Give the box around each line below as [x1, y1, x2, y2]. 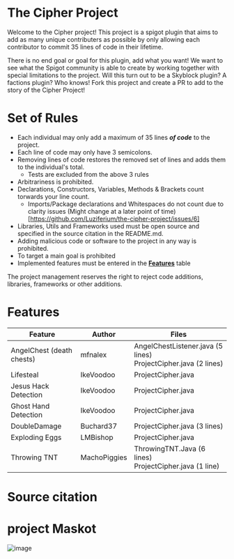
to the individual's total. [17, 162, 85, 171]
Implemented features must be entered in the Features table [17, 259, 191, 267]
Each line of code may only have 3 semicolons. [17, 148, 153, 156]
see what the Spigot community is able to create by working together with [7, 63, 219, 72]
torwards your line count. [17, 192, 90, 200]
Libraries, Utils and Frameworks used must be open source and [17, 221, 200, 230]
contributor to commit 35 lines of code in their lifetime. [7, 42, 164, 51]
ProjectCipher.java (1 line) [134, 461, 220, 471]
